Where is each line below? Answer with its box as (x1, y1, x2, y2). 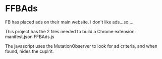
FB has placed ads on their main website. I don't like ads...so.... (5, 19, 134, 25)
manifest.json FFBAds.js (5, 34, 54, 39)
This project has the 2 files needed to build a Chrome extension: (5, 28, 136, 34)
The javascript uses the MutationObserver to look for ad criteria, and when (5, 43, 158, 49)
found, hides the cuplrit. (5, 48, 54, 54)
